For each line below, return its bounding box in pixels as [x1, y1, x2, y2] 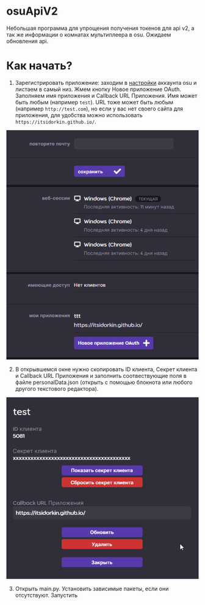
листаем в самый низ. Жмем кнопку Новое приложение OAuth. [15, 85, 182, 93]
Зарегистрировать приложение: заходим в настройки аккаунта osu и [15, 79, 197, 86]
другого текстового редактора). [15, 385, 99, 392]
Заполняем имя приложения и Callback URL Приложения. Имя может [15, 92, 198, 99]
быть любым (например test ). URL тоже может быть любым [15, 98, 174, 106]
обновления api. [6, 37, 49, 45]
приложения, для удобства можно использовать [15, 111, 143, 118]
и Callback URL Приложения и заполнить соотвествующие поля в [15, 372, 187, 379]
